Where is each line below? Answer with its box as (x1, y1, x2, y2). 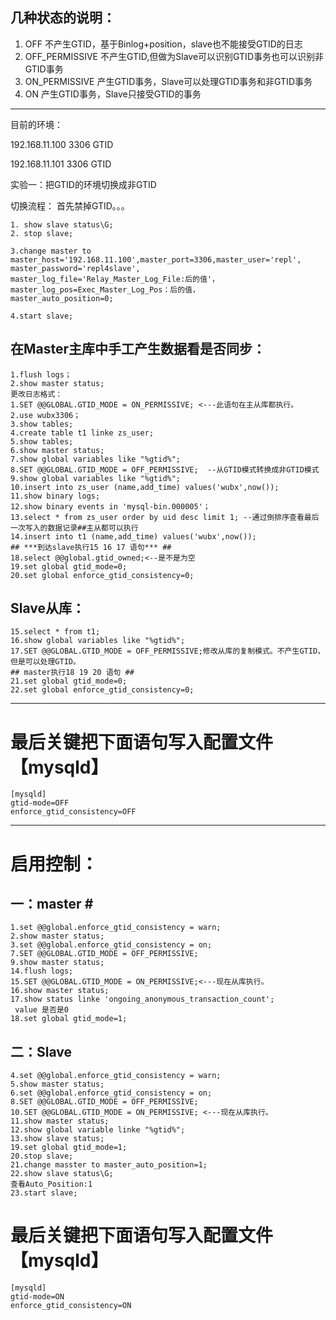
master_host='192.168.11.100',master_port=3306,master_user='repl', (10, 254, 302, 265)
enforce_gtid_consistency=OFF (10, 807, 137, 817)
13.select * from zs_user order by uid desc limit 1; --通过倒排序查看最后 (10, 512, 320, 522)
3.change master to (10, 246, 92, 256)
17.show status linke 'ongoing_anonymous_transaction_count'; (10, 994, 275, 1005)
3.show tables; (10, 419, 74, 429)
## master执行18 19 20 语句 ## (10, 668, 135, 678)
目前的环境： (10, 118, 63, 130)
